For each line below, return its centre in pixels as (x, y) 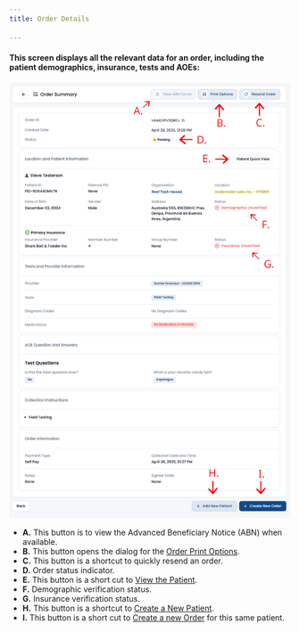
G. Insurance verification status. (81, 599)
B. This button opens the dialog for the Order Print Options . (131, 552)
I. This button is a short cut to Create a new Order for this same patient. (154, 618)
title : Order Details (50, 19)
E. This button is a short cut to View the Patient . (110, 580)
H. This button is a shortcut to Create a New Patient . (118, 608)
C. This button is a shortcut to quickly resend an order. (122, 561)
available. (40, 542)
